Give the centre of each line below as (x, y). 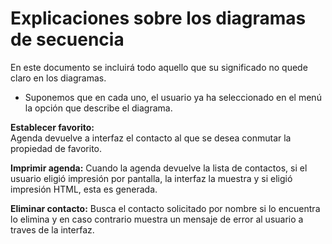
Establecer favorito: (52, 127)
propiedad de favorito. (56, 148)
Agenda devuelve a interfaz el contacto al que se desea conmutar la (151, 138)
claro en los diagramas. (58, 78)
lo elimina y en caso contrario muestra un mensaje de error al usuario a (157, 219)
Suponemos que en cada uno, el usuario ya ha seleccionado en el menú (173, 97)
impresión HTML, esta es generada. (84, 189)
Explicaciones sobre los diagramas (158, 18)
